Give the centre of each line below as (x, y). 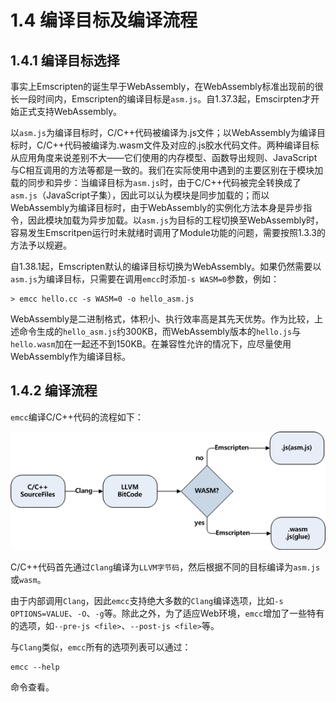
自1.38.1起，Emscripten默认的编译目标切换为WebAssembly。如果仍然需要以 (166, 266)
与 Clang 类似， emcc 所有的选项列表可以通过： (101, 647)
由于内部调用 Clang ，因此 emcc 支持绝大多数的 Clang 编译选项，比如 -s (147, 601)
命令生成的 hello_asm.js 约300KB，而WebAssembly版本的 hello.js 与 (160, 331)
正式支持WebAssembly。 (70, 111)
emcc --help (35, 667)
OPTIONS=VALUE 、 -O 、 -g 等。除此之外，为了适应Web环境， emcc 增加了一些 (159, 613)
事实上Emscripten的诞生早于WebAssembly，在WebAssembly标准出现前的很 (167, 86)
